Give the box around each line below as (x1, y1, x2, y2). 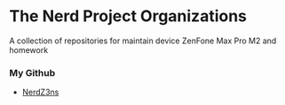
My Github (9, 66, 56, 79)
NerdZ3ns (21, 86, 59, 98)
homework (9, 44, 49, 55)
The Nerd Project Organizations (9, 6, 247, 26)
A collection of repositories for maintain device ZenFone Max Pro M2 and (9, 35, 277, 46)
